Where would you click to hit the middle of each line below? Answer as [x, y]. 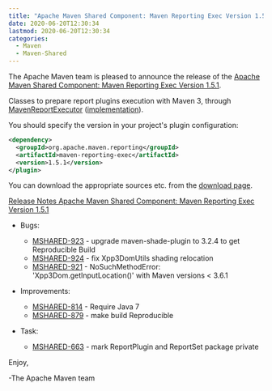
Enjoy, [19, 363]
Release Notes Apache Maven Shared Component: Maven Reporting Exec [132, 201]
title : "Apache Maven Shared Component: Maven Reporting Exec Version [130, 16]
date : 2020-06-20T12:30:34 [54, 23]
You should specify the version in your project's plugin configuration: [123, 125]
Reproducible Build [64, 250]
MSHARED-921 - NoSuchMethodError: [96, 267]
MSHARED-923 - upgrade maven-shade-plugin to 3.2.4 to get [136, 241]
